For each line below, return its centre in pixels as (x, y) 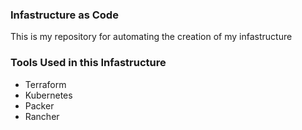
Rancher (42, 116)
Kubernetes (48, 95)
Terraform (45, 84)
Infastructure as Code (64, 15)
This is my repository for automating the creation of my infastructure (151, 37)
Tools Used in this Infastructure (88, 63)
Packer (39, 105)
